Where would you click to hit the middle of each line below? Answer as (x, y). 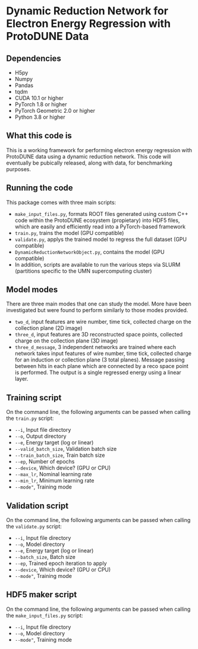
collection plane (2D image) (48, 328)
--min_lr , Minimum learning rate (54, 481)
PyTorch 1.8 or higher (41, 104)
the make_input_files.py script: (45, 615)
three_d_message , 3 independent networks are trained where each (95, 347)
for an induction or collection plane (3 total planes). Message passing (100, 360)
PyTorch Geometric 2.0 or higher (55, 111)
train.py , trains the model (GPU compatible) (69, 233)
